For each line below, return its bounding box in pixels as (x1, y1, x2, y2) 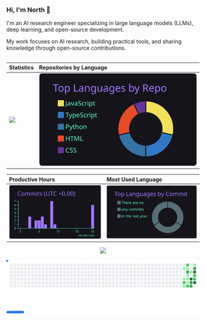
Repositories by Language (39, 64, 108, 71)
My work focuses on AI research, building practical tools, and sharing (6, 38, 182, 45)
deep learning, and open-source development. (6, 26, 124, 33)
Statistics (9, 64, 34, 71)
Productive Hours (9, 175, 55, 183)
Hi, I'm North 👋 (6, 6, 51, 14)
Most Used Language (106, 175, 162, 183)
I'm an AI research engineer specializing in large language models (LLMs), (6, 20, 194, 27)
